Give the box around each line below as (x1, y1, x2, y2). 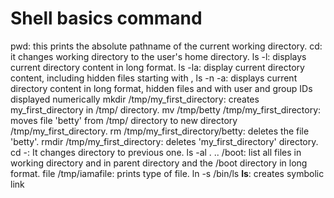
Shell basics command (10, 7, 203, 30)
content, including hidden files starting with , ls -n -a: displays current (10, 72, 298, 84)
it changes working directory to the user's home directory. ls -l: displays (10, 50, 307, 62)
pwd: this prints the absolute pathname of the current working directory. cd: (10, 40, 323, 52)
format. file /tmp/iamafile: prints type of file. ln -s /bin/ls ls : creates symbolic (10, 167, 325, 179)
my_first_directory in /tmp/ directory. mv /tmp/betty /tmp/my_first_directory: (10, 103, 322, 116)
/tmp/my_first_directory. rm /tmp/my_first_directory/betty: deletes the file (10, 125, 310, 137)
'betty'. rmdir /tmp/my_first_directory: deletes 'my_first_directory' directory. (10, 135, 319, 147)
